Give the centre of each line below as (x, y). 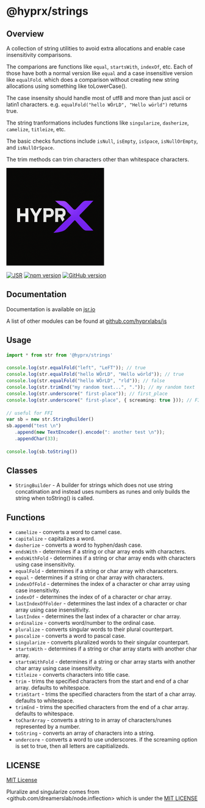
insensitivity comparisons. (39, 55)
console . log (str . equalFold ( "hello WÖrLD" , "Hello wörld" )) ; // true (95, 374)
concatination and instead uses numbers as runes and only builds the (103, 492)
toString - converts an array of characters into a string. (85, 733)
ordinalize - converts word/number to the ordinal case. (85, 623)
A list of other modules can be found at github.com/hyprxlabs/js (87, 321)
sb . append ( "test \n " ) (34, 426)
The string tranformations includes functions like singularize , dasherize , (98, 123)
